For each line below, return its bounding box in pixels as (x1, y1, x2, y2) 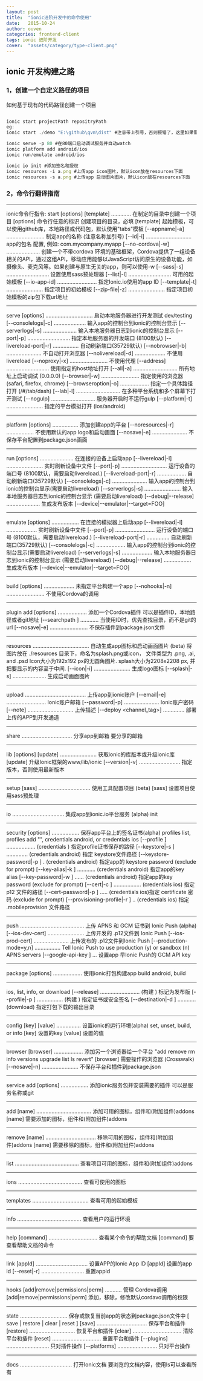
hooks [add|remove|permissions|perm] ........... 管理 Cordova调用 (6, 1286, 167, 1293)
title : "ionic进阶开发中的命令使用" (6, 15, 92, 21)
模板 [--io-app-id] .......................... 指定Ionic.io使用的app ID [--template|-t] (11, 278, 197, 285)
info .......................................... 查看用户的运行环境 (6, 1215, 131, 1223)
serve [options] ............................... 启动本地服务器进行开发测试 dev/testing (6, 312, 193, 319)
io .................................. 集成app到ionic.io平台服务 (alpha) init (6, 810, 158, 817)
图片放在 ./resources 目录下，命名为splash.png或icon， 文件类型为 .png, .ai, (6, 650, 195, 657)
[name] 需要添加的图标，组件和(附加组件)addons (6, 1115, 127, 1122)
